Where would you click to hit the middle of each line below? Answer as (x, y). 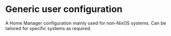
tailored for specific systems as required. (48, 28)
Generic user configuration (64, 9)
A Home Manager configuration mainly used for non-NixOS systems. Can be (86, 23)
